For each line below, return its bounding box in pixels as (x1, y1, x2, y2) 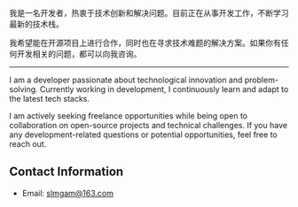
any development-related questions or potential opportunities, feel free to (9, 129, 278, 140)
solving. (9, 84, 38, 95)
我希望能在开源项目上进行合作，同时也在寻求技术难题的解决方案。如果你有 (9, 38, 281, 48)
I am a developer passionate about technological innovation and (9, 74, 243, 85)
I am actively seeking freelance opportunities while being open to (9, 111, 248, 121)
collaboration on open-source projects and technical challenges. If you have (9, 120, 288, 130)
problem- (244, 74, 279, 85)
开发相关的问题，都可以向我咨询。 (16, 49, 142, 59)
